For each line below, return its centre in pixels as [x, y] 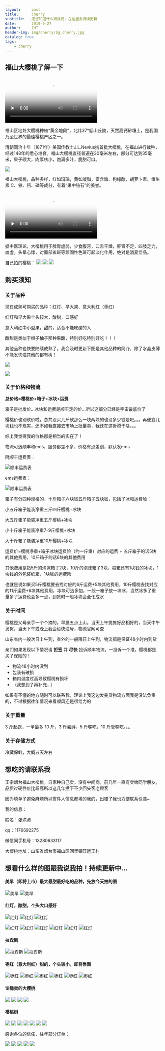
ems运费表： [18, 478]
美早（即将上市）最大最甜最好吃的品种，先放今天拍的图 [61, 882]
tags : [11, 42]
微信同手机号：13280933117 [33, 841]
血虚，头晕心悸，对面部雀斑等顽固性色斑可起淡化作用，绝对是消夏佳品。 [78, 252]
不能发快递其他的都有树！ [31, 355]
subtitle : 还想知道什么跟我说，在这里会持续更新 [51, 19]
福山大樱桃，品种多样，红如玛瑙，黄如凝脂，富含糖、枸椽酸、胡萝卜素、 [78, 179]
